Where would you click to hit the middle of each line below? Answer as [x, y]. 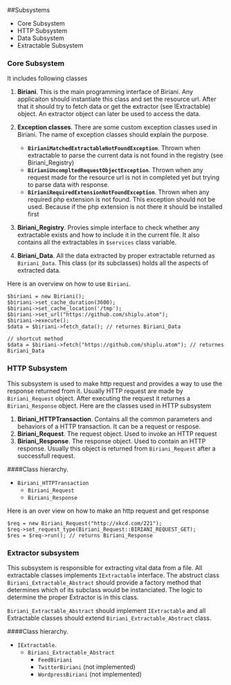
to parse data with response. [68, 185]
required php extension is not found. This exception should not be [121, 199]
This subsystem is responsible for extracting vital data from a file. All [105, 567]
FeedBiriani [55, 660]
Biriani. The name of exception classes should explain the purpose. [113, 135]
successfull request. [46, 455]
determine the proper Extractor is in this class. [73, 597]
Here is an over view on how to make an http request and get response [108, 511]
